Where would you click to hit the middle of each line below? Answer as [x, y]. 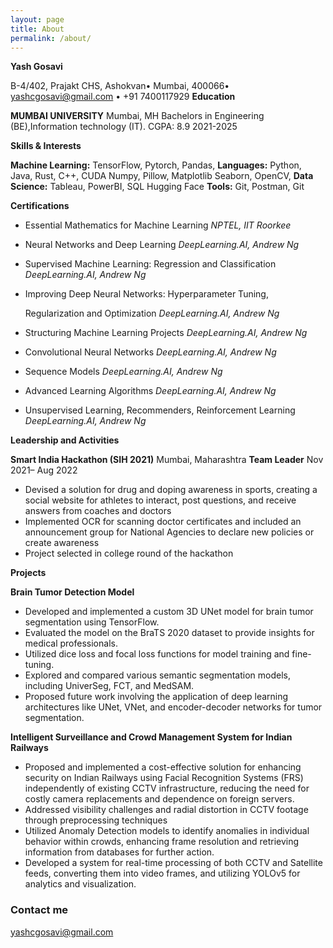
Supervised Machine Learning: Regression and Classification [150, 264]
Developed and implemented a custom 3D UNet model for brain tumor [169, 612]
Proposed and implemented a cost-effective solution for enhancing [163, 767]
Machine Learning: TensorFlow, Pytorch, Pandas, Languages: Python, [156, 165]
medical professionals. [71, 643]
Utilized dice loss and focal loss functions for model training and [157, 654]
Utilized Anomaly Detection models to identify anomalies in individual [167, 831]
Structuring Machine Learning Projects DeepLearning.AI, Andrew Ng [166, 333]
